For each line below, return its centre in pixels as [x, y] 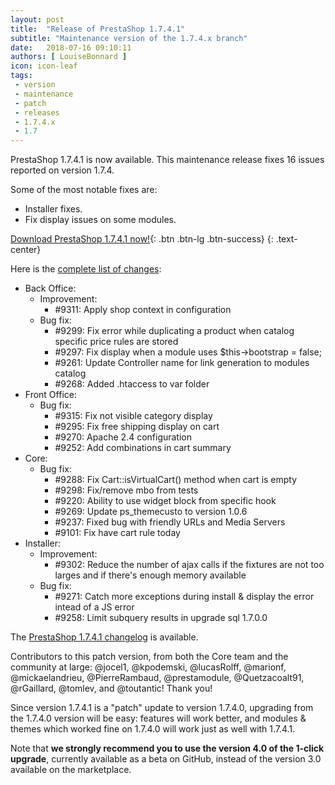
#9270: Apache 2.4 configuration [123, 437]
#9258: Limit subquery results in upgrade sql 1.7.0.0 [161, 618]
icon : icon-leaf [44, 66]
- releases [37, 112]
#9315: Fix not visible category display [133, 416]
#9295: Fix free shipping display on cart [137, 427]
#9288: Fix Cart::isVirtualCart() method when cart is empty [176, 480]
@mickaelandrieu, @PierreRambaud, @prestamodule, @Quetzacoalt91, [157, 678]
